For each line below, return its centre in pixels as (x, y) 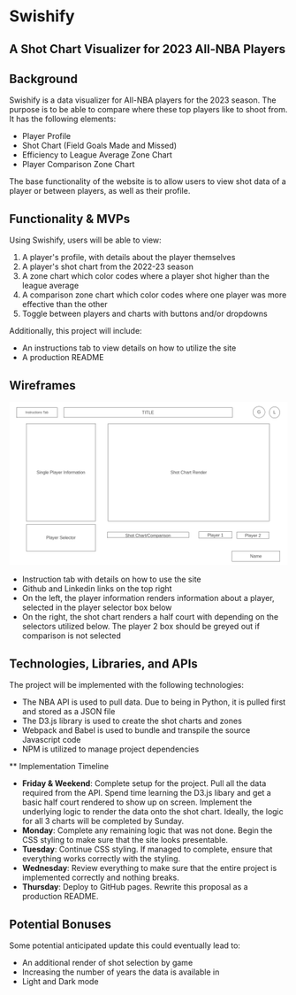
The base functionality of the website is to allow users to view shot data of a (148, 181)
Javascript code (51, 740)
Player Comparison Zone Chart (78, 165)
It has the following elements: (63, 119)
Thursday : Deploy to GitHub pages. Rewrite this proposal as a (135, 887)
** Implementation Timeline (59, 767)
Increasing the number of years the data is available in (121, 972)
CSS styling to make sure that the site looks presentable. (125, 840)
